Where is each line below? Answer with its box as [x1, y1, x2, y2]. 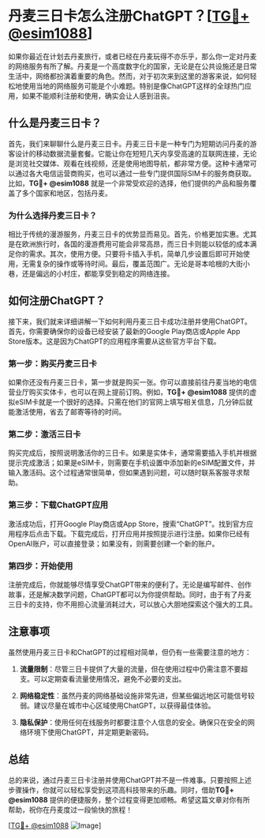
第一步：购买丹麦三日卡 [8, 358, 97, 369]
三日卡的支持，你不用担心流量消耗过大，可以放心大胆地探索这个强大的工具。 [8, 599, 257, 609]
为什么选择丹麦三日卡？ [8, 210, 97, 221]
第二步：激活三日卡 [8, 429, 81, 440]
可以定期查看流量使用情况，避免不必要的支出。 [33, 674, 186, 683]
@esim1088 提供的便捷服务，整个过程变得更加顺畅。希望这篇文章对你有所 [8, 795, 251, 804]
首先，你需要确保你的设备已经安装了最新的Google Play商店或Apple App [8, 326, 241, 336]
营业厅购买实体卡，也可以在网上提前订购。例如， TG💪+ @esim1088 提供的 [8, 388, 250, 397]
